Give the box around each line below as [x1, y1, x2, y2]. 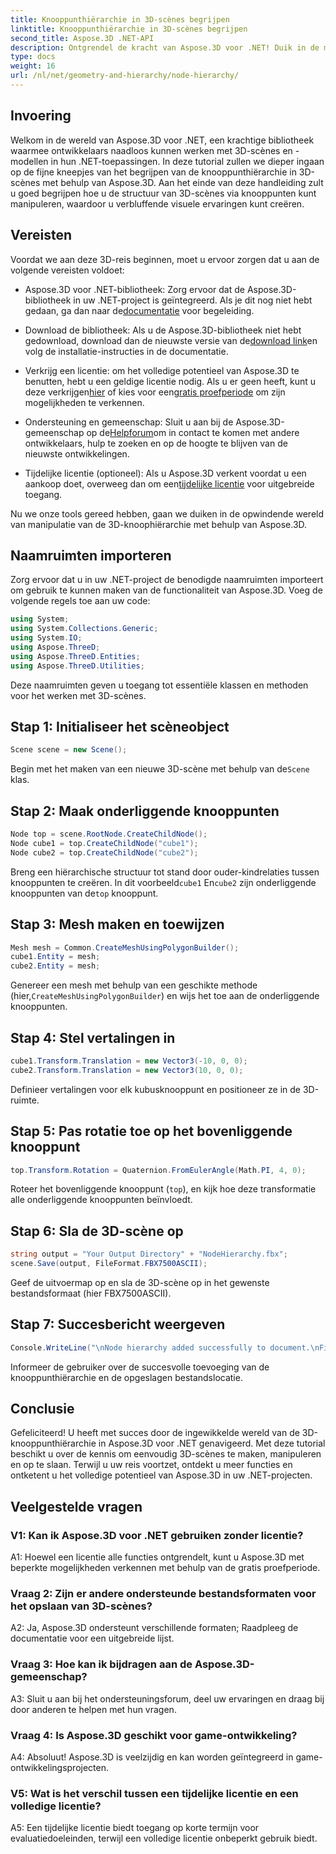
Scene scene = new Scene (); [10, 745, 128, 755]
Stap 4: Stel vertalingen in [10, 1029, 176, 1046]
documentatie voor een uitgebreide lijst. [10, 1632, 175, 1645]
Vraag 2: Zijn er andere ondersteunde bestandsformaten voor [10, 1587, 317, 1601]
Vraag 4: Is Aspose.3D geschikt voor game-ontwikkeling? [10, 1728, 298, 1742]
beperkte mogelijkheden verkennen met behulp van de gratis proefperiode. [10, 1562, 321, 1574]
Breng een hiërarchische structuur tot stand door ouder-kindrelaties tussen [10, 866, 320, 878]
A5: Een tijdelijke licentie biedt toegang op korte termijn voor [10, 1822, 260, 1834]
